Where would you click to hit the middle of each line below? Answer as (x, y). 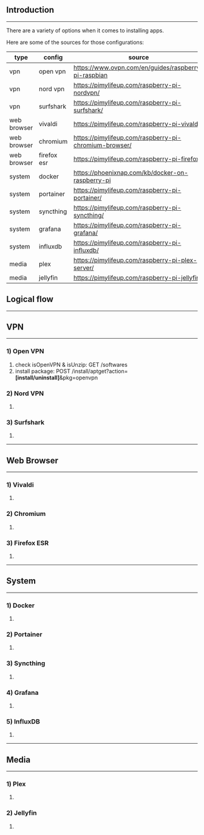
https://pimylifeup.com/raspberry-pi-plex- (135, 260)
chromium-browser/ (103, 145)
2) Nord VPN (25, 393)
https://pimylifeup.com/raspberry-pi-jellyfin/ (138, 278)
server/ (84, 267)
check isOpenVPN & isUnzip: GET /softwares (71, 364)
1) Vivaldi (20, 485)
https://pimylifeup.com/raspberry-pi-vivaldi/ (138, 124)
